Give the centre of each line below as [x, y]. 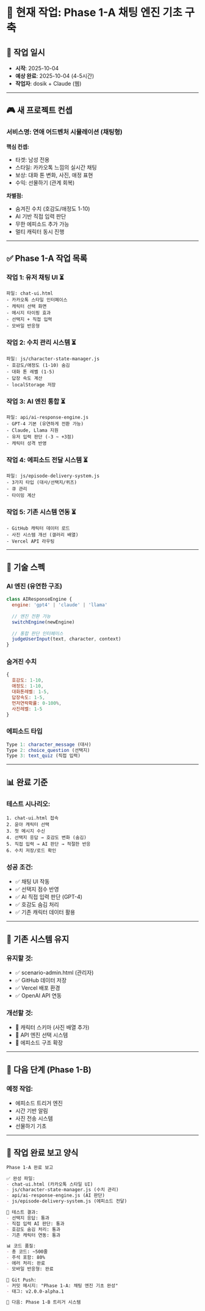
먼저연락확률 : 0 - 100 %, [37, 703]
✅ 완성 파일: [21, 1178]
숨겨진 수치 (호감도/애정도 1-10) [52, 208]
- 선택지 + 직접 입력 [29, 320]
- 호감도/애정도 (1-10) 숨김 [38, 365]
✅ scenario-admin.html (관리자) [54, 973]
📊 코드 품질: [21, 1246]
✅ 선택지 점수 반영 [37, 889]
